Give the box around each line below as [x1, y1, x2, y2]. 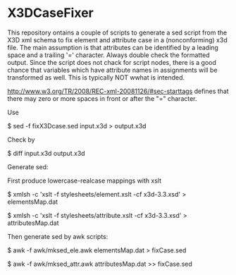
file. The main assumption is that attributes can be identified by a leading [7, 43, 218, 51]
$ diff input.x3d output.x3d [7, 149, 86, 157]
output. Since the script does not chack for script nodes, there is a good [7, 58, 217, 66]
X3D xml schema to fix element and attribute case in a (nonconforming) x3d [7, 35, 228, 44]
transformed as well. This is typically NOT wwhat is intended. [7, 73, 185, 82]
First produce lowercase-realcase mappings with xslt [7, 176, 162, 185]
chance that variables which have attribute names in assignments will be [7, 66, 218, 74]
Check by [7, 135, 35, 144]
